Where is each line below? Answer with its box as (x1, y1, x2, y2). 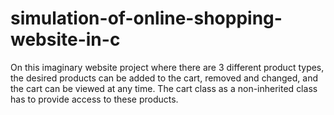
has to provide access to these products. (10, 93, 179, 105)
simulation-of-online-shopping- (10, 7, 283, 30)
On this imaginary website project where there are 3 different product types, (10, 61, 325, 73)
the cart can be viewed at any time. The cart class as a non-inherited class (10, 82, 318, 94)
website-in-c (10, 28, 121, 51)
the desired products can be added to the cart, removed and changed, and (10, 72, 319, 84)
